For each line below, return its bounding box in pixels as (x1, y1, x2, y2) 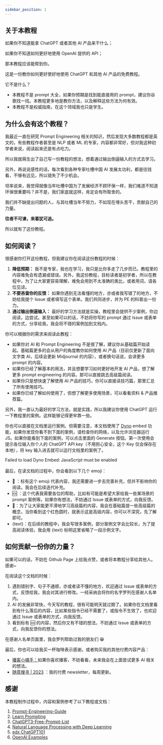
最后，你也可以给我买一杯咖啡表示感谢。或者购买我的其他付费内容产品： (5, 646, 149, 652)
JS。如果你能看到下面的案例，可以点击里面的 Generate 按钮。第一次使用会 (5, 435, 154, 441)
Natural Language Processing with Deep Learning (12, 724, 112, 729)
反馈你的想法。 (29, 626, 59, 632)
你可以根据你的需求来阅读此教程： (5, 331, 73, 337)
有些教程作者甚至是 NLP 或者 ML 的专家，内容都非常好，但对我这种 (17, 140, 152, 146)
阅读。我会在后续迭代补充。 (12, 484, 68, 490)
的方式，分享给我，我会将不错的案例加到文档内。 (12, 321, 110, 327)
